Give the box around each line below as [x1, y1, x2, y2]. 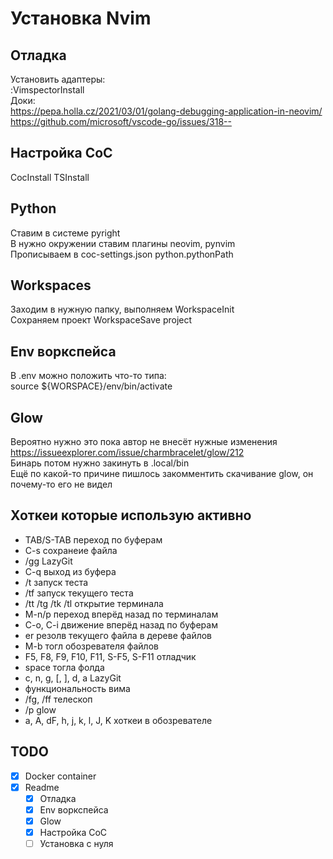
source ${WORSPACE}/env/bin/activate [10, 380, 173, 392]
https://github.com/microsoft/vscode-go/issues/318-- [10, 116, 232, 127]
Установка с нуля [39, 838, 114, 850]
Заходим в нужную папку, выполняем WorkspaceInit [10, 303, 235, 316]
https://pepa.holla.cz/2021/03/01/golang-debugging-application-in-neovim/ [10, 105, 323, 117]
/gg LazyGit [24, 555, 73, 567]
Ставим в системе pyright [10, 227, 121, 239]
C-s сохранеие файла [24, 544, 118, 556]
